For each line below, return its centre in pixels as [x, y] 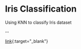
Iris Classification [41, 9]
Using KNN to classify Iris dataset [38, 22]
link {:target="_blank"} [27, 41]
